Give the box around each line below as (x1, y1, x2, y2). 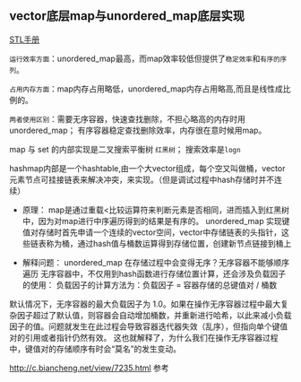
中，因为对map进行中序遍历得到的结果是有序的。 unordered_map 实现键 (21, 215, 290, 226)
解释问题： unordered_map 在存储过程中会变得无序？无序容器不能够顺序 (21, 256, 289, 267)
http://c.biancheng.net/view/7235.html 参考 (9, 362, 169, 373)
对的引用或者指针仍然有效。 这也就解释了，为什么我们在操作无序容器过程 (9, 332, 279, 343)
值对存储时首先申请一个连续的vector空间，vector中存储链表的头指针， (21, 227, 282, 238)
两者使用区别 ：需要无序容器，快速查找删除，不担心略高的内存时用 (9, 113, 246, 124)
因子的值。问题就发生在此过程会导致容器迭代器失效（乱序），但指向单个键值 (9, 321, 288, 332)
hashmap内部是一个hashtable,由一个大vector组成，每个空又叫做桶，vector (9, 162, 286, 173)
